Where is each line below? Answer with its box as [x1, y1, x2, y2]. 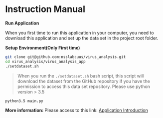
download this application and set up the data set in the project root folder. [5, 35, 159, 41]
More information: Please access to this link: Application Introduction [5, 107, 149, 113]
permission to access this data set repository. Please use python [17, 83, 151, 89]
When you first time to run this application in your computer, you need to [5, 29, 154, 35]
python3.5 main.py [5, 98, 43, 103]
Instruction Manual [5, 3, 86, 15]
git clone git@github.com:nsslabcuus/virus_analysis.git [5, 54, 126, 59]
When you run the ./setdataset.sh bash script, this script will [17, 72, 144, 78]
